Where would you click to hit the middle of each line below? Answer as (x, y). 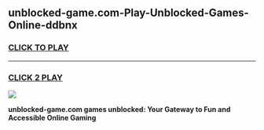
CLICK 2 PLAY (35, 77)
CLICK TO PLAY (38, 48)
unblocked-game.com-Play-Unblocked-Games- (128, 13)
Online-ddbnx (43, 26)
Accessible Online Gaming (52, 117)
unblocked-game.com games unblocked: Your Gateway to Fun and (119, 109)
